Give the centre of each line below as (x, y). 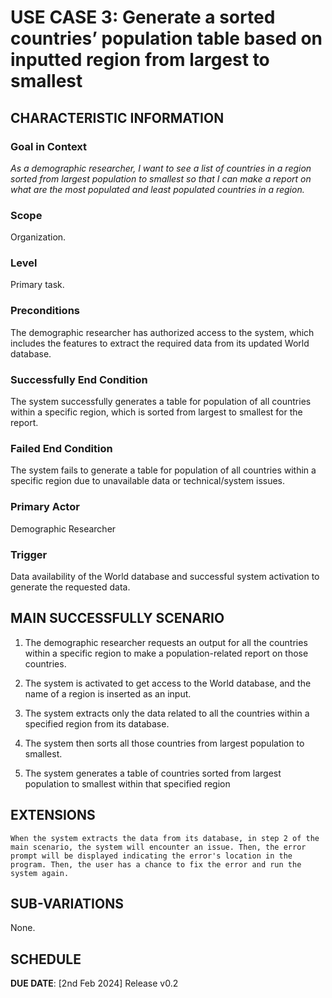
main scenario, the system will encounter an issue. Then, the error (158, 847)
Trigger (29, 554)
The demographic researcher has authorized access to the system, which (162, 332)
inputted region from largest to (140, 60)
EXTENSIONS (53, 815)
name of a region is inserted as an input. (108, 693)
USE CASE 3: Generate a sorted (143, 17)
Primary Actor (45, 507)
